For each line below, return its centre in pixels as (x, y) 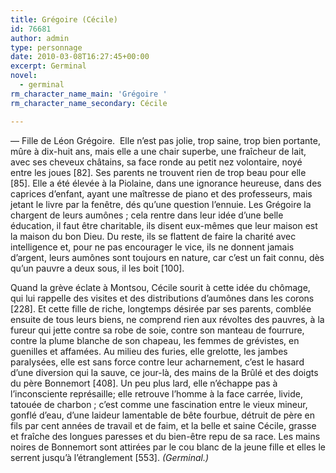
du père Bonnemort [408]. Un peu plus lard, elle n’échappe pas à (144, 383)
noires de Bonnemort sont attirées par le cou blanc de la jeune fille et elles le (168, 447)
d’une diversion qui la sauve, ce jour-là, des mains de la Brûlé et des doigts (164, 372)
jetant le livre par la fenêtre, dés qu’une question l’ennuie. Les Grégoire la (161, 204)
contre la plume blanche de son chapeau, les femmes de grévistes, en (155, 340)
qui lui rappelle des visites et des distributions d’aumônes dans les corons (162, 298)
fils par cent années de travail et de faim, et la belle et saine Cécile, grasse (163, 425)
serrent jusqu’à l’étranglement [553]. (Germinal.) (110, 457)
